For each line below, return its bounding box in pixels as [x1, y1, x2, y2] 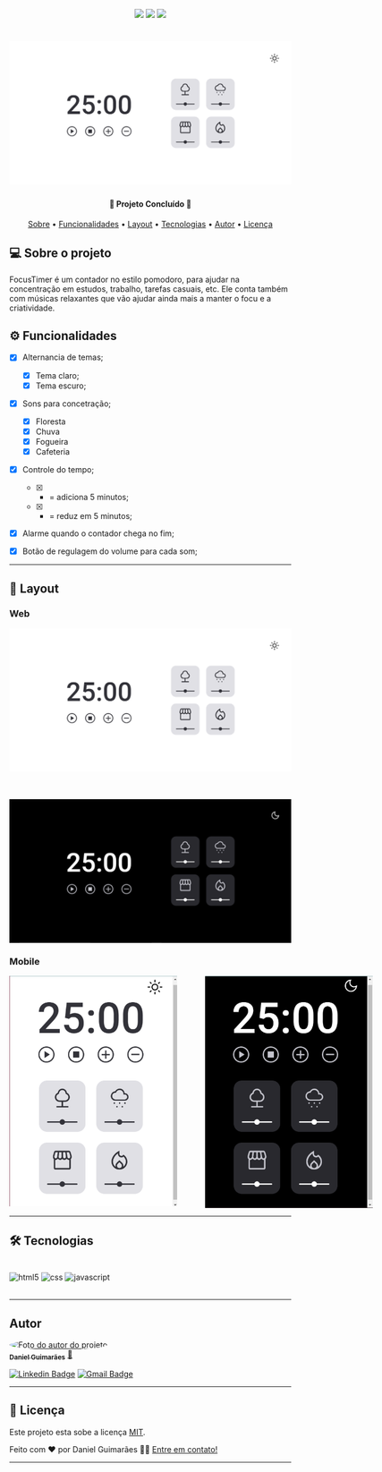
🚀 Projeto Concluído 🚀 [108, 199, 192, 209]
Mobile [9, 956, 40, 968]
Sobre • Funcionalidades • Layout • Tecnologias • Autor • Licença [28, 218, 273, 229]
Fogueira [35, 436, 69, 447]
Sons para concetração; [21, 398, 112, 409]
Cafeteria [35, 446, 70, 456]
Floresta [35, 416, 66, 427]
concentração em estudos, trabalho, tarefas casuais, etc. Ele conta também [9, 283, 289, 294]
